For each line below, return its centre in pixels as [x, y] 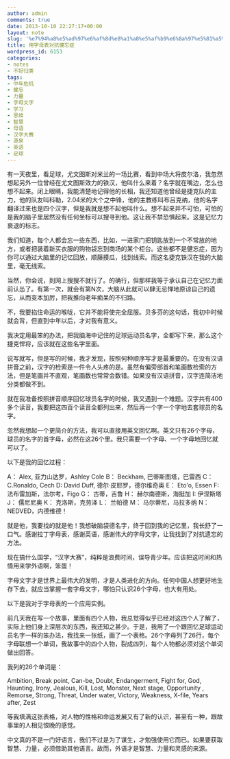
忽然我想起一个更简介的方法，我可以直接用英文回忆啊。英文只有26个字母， [113, 430]
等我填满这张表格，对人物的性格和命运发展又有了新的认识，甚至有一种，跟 [112, 716]
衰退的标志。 [25, 225]
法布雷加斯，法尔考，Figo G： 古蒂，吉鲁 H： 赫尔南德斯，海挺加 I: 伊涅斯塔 [114, 494]
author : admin [27, 13]
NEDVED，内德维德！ [37, 511]
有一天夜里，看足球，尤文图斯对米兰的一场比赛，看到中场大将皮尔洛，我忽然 [115, 174]
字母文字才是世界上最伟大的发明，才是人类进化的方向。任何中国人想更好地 [112, 580]
